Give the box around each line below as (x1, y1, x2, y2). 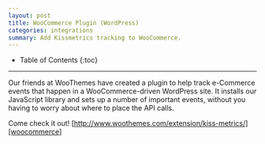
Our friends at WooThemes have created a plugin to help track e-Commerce (8, 78, 256, 88)
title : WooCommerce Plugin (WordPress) (8, 19, 140, 27)
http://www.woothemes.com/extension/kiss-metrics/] (73, 119, 248, 128)
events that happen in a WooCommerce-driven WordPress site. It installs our (8, 86, 257, 96)
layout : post (8, 11, 51, 20)
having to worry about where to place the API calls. (8, 104, 174, 113)
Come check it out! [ (8, 119, 75, 128)
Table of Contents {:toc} (19, 55, 99, 65)
